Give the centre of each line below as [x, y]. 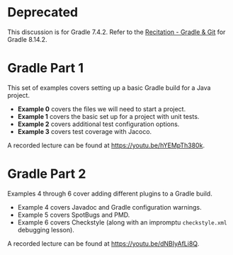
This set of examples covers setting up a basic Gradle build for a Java [109, 87]
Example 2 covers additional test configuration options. [98, 124]
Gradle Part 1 [45, 68]
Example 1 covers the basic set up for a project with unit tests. [108, 116]
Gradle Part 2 [47, 174]
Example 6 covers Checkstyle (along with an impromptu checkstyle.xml [122, 222]
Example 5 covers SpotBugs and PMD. [74, 215]
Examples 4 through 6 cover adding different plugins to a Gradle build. [110, 193]
